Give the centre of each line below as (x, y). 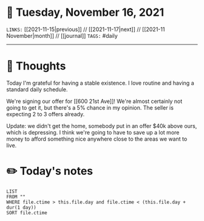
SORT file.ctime (27, 212)
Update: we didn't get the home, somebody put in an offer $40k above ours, (102, 126)
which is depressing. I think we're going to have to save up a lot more (93, 132)
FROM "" (16, 197)
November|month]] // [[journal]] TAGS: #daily (62, 35)
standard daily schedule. (37, 89)
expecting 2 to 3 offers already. (46, 114)
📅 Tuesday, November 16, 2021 (85, 12)
